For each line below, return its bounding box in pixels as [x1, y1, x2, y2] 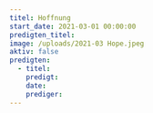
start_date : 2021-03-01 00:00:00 [9, 22, 137, 31]
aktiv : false [9, 47, 59, 56]
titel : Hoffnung [9, 13, 71, 23]
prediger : [25, 89, 64, 98]
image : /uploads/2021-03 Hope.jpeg [9, 38, 145, 48]
